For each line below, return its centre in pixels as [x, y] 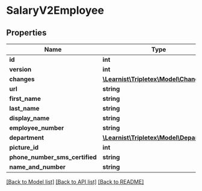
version [20, 69]
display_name [29, 118]
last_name [24, 108]
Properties [26, 33]
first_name [25, 99]
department [26, 138]
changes [22, 79]
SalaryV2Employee [55, 11]
